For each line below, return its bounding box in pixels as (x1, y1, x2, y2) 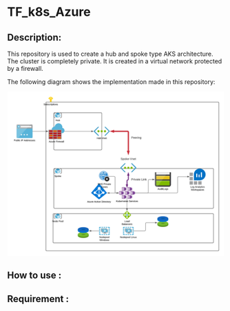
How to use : (7, 270, 62, 281)
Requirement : (7, 293, 70, 305)
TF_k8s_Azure (7, 4, 91, 20)
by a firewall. (7, 65, 43, 72)
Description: (7, 32, 62, 43)
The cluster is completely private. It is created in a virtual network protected (7, 57, 222, 65)
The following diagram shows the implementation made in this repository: (7, 78, 216, 86)
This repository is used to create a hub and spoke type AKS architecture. (7, 50, 213, 58)
